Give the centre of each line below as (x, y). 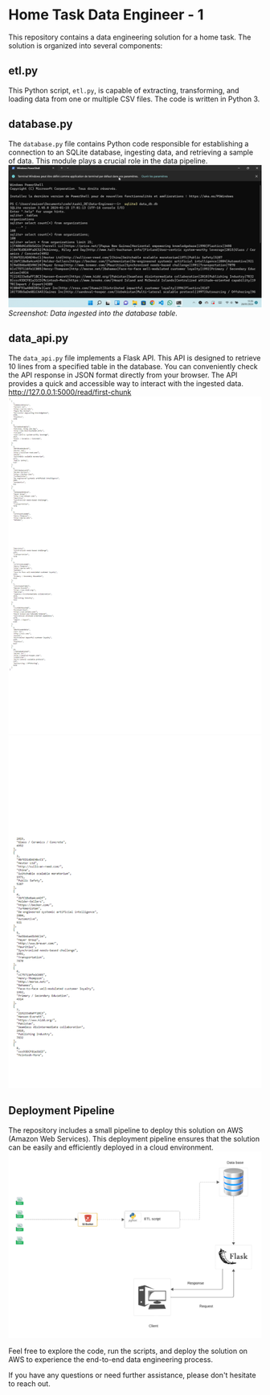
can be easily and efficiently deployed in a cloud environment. (111, 1147)
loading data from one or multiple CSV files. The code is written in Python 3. (134, 99)
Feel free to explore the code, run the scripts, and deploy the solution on (128, 1351)
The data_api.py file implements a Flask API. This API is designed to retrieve (135, 358)
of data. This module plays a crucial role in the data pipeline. (108, 160)
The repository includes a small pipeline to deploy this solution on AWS (126, 1130)
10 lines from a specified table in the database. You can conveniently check (133, 366)
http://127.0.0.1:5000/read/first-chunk (70, 392)
